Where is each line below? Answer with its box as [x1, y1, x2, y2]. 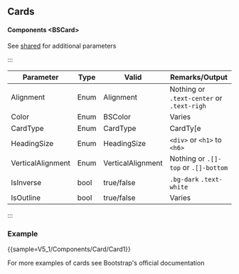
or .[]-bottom [182, 162, 228, 172]
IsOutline [11, 192, 41, 202]
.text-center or [169, 93, 223, 102]
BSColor [102, 112, 132, 122]
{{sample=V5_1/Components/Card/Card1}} [7, 245, 131, 253]
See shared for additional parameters [7, 41, 117, 50]
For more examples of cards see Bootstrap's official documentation [7, 258, 205, 267]
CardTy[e [169, 123, 201, 133]
